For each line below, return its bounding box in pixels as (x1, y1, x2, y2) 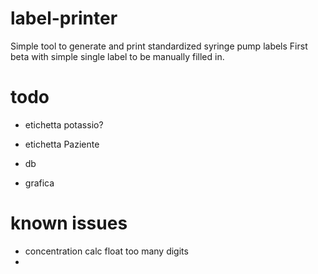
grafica (24, 177, 55, 189)
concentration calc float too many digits (24, 245, 189, 257)
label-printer (10, 7, 118, 30)
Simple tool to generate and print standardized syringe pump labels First (10, 40, 308, 52)
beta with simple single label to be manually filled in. (10, 50, 225, 62)
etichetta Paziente (24, 138, 100, 150)
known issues (10, 212, 128, 235)
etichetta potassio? (24, 118, 104, 131)
